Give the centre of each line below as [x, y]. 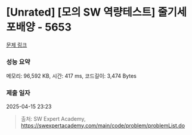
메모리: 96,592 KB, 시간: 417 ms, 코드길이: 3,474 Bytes [72, 76]
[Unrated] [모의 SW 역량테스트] [81, 12]
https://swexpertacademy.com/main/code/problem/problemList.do [103, 125]
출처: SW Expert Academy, [53, 119]
